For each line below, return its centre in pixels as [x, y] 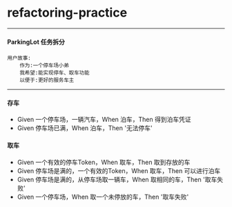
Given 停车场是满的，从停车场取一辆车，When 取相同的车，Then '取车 [117, 179]
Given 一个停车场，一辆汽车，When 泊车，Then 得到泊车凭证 [104, 120]
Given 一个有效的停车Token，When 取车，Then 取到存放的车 [104, 162]
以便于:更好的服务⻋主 [47, 80]
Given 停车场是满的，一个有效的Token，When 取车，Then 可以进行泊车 [119, 170]
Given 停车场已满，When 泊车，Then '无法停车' [85, 128]
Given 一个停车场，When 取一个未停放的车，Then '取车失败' [103, 197]
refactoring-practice [67, 13]
